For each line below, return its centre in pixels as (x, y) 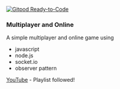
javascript (27, 49)
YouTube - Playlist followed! (40, 80)
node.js (24, 56)
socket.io (26, 62)
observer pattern (36, 68)
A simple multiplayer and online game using (60, 38)
